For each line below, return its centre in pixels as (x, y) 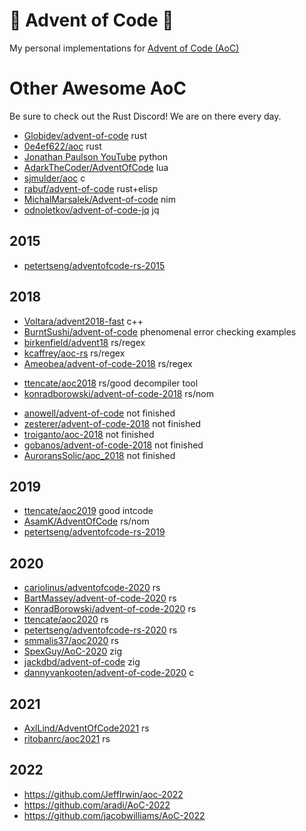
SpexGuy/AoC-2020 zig (72, 651)
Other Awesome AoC (98, 88)
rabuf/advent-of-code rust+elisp (90, 188)
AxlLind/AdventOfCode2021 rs (86, 728)
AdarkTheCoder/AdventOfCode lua (96, 167)
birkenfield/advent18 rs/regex (84, 342)
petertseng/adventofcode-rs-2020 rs (100, 630)
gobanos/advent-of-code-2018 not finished (113, 445)
